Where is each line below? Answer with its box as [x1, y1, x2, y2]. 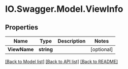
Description [57, 38, 86, 44]
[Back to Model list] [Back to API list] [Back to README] [5, 59, 118, 65]
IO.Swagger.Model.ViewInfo [5, 3, 124, 15]
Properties [5, 23, 38, 32]
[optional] [90, 46, 113, 53]
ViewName [7, 46, 34, 53]
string [38, 46, 53, 53]
